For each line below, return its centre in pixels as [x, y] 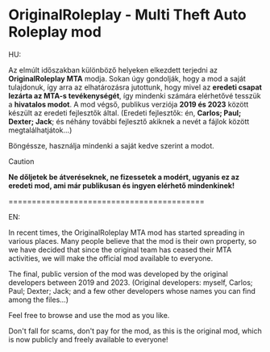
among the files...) [38, 300]
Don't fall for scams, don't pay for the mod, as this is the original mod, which [135, 331]
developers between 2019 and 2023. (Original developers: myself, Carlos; [131, 282]
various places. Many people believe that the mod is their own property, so [133, 241]
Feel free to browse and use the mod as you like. [89, 315]
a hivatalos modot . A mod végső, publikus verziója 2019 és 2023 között [129, 104]
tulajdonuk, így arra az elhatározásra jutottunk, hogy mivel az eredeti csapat [135, 87]
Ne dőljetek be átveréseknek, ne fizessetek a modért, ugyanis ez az [124, 177]
